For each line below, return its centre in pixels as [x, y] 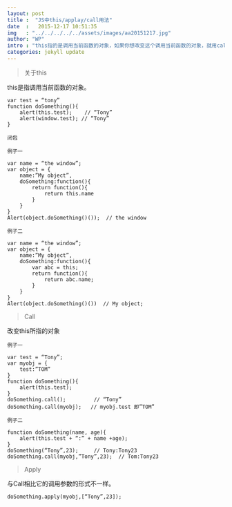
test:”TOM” [35, 369]
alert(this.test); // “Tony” [66, 112]
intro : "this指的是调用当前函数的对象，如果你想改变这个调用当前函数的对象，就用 [112, 46]
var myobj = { [28, 363]
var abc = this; [55, 267]
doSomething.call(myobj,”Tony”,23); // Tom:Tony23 [83, 457]
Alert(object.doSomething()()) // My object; [75, 304]
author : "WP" [26, 39]
